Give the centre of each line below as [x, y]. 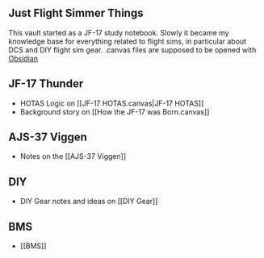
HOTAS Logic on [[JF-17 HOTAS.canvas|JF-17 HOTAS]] [112, 103]
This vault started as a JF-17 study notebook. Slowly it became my [119, 32]
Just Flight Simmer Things [76, 13]
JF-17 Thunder [46, 84]
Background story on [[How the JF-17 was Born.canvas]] [115, 111]
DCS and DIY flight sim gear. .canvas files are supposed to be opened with [132, 50]
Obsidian [23, 58]
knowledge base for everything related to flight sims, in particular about [128, 41]
